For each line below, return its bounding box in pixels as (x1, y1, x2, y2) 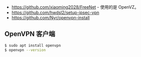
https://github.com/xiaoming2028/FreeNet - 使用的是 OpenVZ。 (11, 4, 139, 10)
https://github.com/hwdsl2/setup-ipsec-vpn (11, 10, 99, 15)
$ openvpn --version (4, 47, 46, 52)
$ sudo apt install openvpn (4, 43, 61, 48)
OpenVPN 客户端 (4, 30, 56, 38)
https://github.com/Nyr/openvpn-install (11, 15, 90, 20)
